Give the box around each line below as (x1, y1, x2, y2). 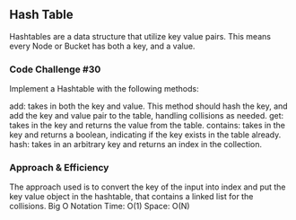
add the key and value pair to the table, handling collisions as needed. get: (9, 110, 284, 121)
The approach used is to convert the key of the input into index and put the (9, 181, 286, 192)
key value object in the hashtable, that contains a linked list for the (9, 191, 254, 202)
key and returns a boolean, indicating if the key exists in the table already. (9, 129, 282, 140)
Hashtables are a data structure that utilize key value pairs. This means (9, 31, 272, 41)
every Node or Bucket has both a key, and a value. (9, 40, 196, 51)
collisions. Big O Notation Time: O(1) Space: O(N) (9, 201, 190, 212)
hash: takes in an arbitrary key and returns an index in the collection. (9, 139, 263, 150)
